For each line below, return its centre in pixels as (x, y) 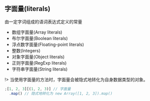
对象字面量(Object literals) (38, 57)
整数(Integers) (26, 50)
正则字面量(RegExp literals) (39, 63)
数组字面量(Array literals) (37, 32)
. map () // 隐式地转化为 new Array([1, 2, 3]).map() (61, 93)
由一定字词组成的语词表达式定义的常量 (43, 22)
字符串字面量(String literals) (40, 69)
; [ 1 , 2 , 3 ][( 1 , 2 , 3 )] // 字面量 (38, 89)
